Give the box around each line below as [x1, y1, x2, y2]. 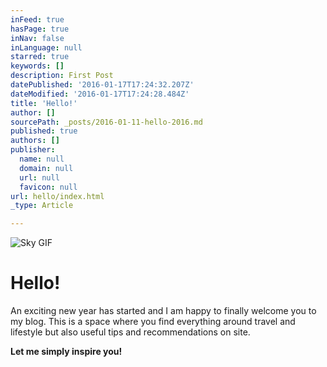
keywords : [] [10, 61, 65, 71]
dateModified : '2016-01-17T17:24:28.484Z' [10, 89, 190, 99]
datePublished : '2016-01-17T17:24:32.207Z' [10, 80, 195, 90]
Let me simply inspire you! [10, 346, 123, 358]
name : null [19, 154, 65, 164]
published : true [10, 126, 78, 136]
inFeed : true [10, 14, 65, 25]
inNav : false [10, 33, 65, 43]
